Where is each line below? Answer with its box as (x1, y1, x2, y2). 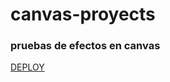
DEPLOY (10, 61, 45, 73)
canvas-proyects (10, 3, 156, 26)
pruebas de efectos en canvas (10, 39, 161, 53)
